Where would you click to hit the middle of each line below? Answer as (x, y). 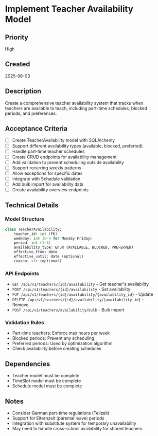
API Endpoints (22, 273)
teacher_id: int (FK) (35, 234)
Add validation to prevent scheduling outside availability (68, 162)
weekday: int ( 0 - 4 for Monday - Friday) (53, 238)
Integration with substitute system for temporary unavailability (74, 423)
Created (18, 64)
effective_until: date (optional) (49, 256)
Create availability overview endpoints (50, 190)
